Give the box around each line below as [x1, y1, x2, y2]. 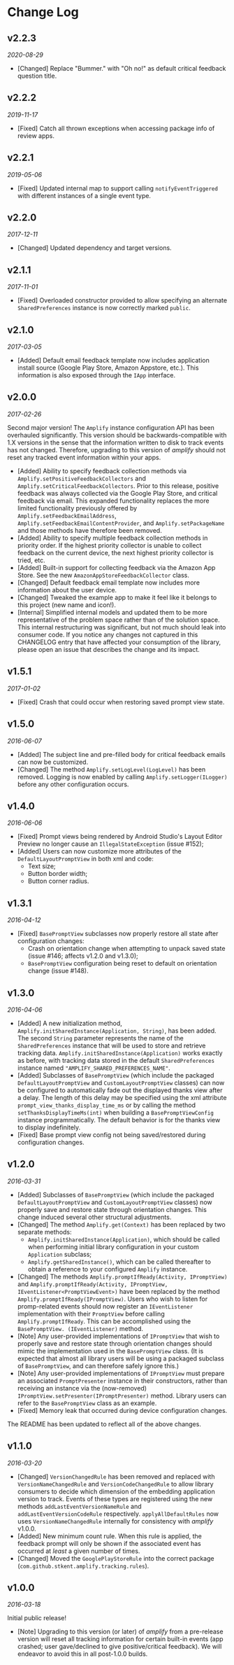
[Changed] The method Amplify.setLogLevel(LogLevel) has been [17, 765, 206, 774]
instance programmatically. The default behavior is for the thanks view [17, 1115, 221, 1124]
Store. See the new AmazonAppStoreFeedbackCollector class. [17, 571, 190, 579]
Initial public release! [7, 1614, 67, 1622]
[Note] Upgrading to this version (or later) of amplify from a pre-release [17, 1627, 224, 1636]
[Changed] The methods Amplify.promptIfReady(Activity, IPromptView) [17, 1272, 228, 1281]
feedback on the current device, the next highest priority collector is [17, 548, 214, 557]
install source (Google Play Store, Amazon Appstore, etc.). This [17, 363, 199, 372]
